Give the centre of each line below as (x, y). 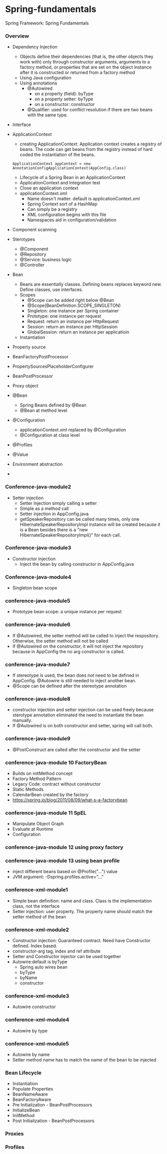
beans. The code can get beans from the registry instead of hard (86, 149)
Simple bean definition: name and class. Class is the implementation (82, 901)
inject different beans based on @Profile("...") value (65, 872)
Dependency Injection (35, 47)
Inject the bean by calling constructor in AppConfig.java (77, 564)
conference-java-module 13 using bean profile (63, 861)
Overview (17, 36)
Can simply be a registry (52, 209)
